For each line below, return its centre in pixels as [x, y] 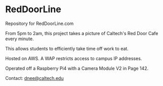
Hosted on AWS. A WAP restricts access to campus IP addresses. [74, 58]
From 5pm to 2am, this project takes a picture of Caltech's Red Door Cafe [82, 33]
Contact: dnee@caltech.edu [35, 78]
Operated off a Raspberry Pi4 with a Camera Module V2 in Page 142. [77, 68]
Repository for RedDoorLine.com [39, 23]
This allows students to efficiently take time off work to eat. [67, 48]
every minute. [19, 39]
